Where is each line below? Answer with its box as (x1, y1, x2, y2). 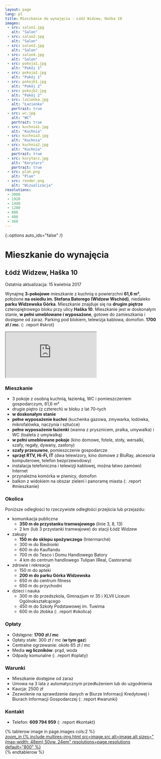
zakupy (12, 532, 27, 537)
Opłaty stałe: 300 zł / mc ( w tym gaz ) (12, 637, 87, 643)
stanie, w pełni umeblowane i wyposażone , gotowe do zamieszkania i (5, 311, 146, 317)
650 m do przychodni (19, 583, 62, 589)
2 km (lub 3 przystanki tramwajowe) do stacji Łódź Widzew (19, 526, 137, 532)
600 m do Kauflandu (19, 547, 60, 553)
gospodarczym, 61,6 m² (12, 401, 59, 407)
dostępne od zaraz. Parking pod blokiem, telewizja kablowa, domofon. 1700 (5, 316, 156, 323)
